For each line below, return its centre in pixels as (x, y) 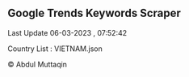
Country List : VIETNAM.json (55, 49)
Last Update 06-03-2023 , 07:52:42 (67, 32)
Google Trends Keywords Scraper (94, 13)
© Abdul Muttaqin (38, 64)
